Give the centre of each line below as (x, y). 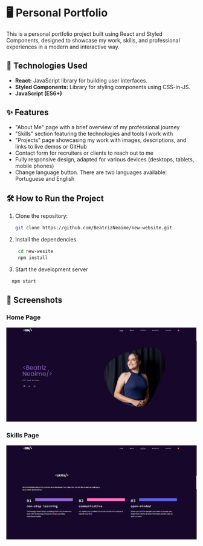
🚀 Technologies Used (47, 66)
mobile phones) (34, 166)
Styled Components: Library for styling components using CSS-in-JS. (103, 87)
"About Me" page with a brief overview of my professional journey (97, 127)
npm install (33, 258)
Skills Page (23, 436)
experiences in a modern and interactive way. (63, 47)
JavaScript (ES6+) (38, 93)
